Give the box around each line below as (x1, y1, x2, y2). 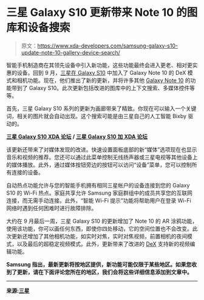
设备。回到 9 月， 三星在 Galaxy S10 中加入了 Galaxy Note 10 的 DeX (16, 69, 186, 76)
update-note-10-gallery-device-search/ (21, 49, 120, 56)
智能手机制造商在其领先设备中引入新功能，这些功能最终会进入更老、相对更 (6, 61, 192, 69)
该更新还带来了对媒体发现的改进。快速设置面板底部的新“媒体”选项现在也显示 (6, 145, 197, 153)
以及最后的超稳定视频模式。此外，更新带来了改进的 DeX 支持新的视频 (16, 240, 190, 247)
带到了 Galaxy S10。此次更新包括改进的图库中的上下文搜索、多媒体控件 (11, 84, 190, 91)
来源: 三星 (6, 287, 30, 294)
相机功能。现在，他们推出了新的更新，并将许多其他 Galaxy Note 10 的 (16, 77, 191, 84)
